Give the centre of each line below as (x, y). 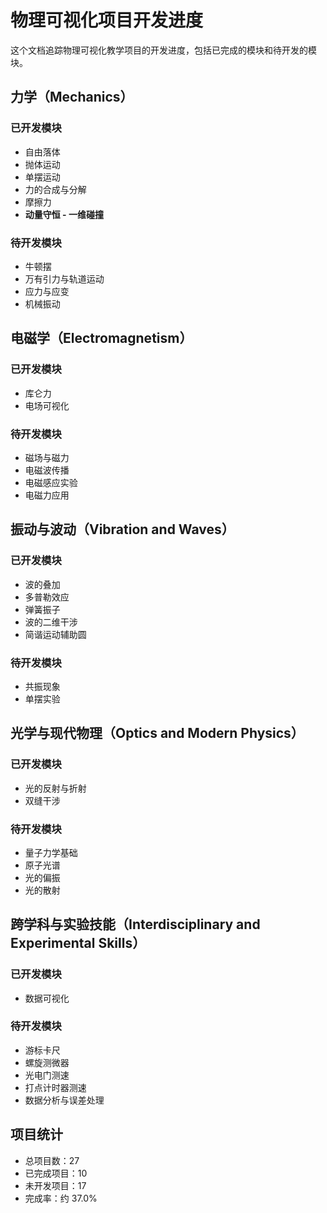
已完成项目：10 (56, 1173)
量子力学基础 (51, 852)
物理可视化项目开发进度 (107, 20)
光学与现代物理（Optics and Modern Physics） (157, 733)
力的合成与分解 (55, 189)
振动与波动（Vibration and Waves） (122, 529)
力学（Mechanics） (72, 97)
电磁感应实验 (51, 482)
